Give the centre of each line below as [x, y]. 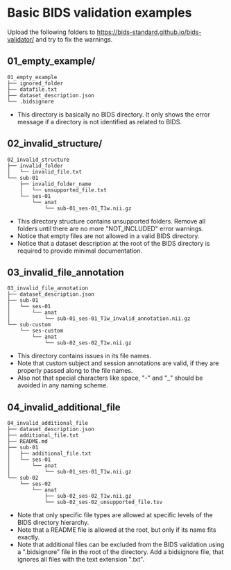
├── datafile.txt [32, 89]
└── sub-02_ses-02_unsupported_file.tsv [103, 502]
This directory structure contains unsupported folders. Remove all [111, 221]
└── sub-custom [29, 325]
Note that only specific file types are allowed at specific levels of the [115, 515]
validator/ [21, 39]
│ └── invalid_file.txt [44, 171]
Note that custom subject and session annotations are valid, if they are [118, 363]
